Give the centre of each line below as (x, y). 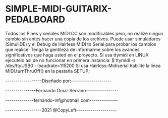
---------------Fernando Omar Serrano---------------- (62, 90)
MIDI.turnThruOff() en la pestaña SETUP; (47, 71)
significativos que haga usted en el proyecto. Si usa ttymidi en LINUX (77, 55)
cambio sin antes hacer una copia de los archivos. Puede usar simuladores (83, 39)
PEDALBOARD (35, 19)
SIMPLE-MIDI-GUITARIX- (59, 9)
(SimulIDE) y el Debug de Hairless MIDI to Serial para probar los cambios (81, 44)
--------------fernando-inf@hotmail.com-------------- (62, 100)
